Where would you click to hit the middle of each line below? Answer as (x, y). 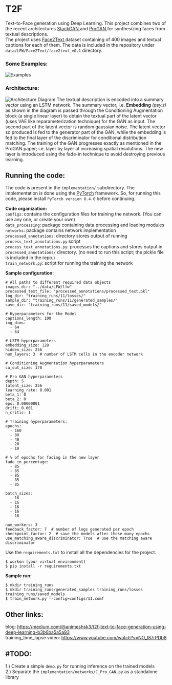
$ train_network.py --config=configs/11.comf (55, 599)
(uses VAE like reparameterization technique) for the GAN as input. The (80, 121)
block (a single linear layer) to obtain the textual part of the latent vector (81, 115)
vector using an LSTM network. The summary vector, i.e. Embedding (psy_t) (86, 105)
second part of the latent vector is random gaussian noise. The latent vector (85, 127)
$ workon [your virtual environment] (46, 562)
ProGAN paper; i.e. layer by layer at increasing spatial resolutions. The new (84, 148)
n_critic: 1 (18, 413)
